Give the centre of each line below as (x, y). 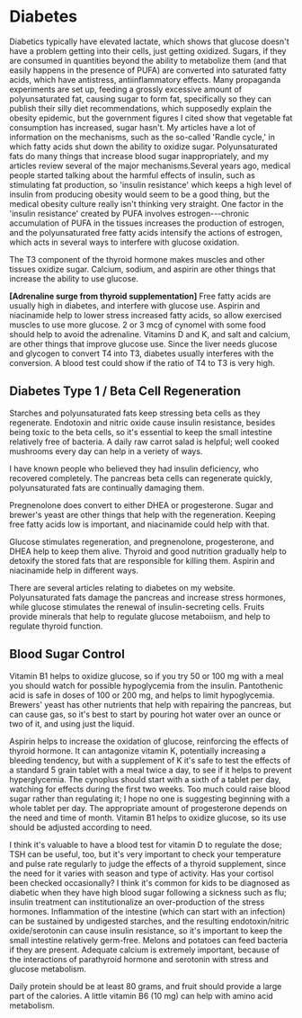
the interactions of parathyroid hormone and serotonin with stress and (139, 959)
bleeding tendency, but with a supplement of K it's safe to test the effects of (150, 760)
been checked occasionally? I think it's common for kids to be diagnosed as (150, 882)
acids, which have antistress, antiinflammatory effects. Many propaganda (145, 79)
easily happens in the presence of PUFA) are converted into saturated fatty (148, 70)
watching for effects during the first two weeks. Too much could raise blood (150, 789)
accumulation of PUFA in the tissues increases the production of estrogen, (147, 223)
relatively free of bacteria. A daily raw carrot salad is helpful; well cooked (145, 442)
